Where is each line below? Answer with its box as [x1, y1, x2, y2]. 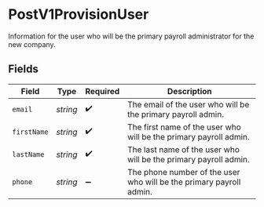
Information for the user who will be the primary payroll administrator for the [8, 31, 255, 41]
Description [167, 85, 212, 96]
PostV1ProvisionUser [8, 5, 149, 24]
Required [85, 85, 120, 96]
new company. [8, 39, 57, 49]
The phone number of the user [126, 166, 240, 177]
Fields [8, 63, 39, 76]
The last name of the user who [126, 143, 240, 154]
